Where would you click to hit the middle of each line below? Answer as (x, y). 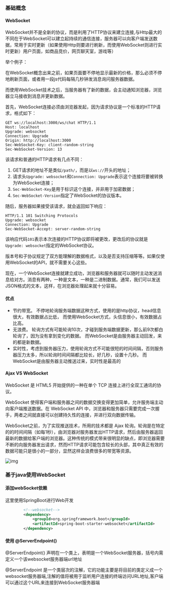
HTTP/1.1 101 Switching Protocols (42, 216)
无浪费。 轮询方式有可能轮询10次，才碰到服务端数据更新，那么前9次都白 (88, 329)
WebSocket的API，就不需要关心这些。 (49, 263)
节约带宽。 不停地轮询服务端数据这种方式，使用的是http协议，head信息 (87, 311)
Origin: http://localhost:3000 (38, 141)
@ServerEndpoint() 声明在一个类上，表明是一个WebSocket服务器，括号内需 (84, 553)
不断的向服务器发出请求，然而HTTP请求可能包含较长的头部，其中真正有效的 (84, 444)
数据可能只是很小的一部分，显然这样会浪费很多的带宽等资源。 (70, 451)
